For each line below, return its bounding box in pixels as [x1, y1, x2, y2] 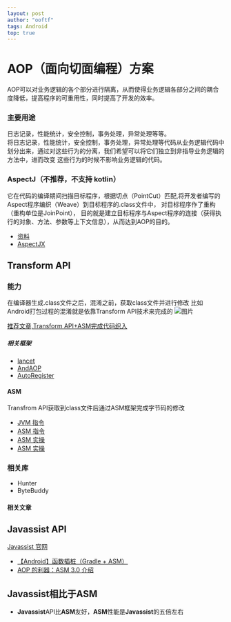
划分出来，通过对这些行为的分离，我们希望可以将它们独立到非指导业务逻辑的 [7, 147, 225, 155]
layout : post [7, 10, 45, 17]
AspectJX [17, 239, 46, 248]
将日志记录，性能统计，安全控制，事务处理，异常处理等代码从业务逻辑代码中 [7, 139, 225, 147]
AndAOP [17, 364, 42, 372]
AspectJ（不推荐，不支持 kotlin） [7, 174, 121, 184]
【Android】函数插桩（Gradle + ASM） [17, 557, 128, 565]
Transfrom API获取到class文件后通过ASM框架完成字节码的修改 [7, 403, 185, 412]
